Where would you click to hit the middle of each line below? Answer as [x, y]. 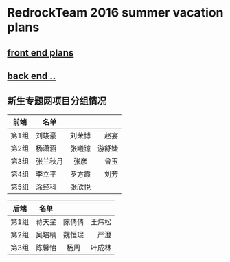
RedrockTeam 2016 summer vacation [115, 13]
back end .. [32, 76]
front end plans [41, 53]
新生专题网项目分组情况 [57, 101]
